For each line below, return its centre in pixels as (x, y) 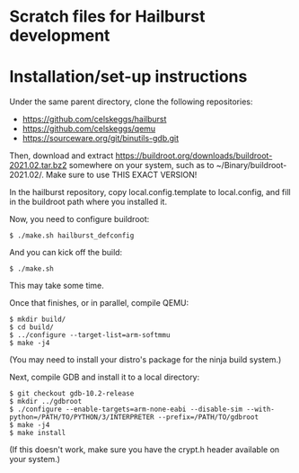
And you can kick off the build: (66, 253)
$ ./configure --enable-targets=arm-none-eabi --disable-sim (126, 410)
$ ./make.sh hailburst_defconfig (72, 236)
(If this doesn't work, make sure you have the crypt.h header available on (145, 450)
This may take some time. (57, 286)
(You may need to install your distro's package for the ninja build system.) (145, 360)
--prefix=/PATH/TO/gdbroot (208, 417)
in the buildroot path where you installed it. (88, 202)
